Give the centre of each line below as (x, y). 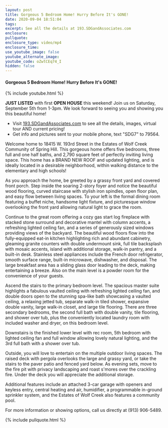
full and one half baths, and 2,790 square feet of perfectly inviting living (79, 155)
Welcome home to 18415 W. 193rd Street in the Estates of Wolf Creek (76, 144)
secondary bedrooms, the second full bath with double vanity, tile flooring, (82, 312)
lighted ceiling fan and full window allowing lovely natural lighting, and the (81, 338)
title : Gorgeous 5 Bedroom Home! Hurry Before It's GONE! (67, 15)
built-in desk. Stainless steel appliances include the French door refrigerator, (84, 254)
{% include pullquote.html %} (36, 420)
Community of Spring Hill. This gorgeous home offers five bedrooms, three (82, 150)
